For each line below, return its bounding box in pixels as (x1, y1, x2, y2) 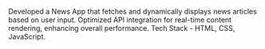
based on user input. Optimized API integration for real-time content (8, 15, 232, 24)
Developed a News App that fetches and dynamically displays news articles (8, 7, 257, 16)
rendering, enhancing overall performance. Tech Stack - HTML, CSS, (8, 24, 235, 32)
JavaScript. (8, 32, 46, 41)
